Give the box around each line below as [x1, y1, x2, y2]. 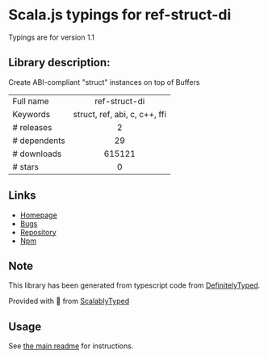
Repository [19, 227, 57, 237]
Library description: [8, 56, 111, 69]
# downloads [12, 148, 62, 159]
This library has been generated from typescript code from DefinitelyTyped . [8, 280, 261, 290]
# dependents [12, 135, 66, 146]
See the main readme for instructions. [8, 341, 134, 351]
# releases [12, 121, 52, 133]
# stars [12, 161, 39, 172]
